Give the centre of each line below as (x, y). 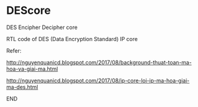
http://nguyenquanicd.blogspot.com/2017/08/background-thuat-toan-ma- (99, 62)
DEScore (29, 11)
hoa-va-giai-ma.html (32, 69)
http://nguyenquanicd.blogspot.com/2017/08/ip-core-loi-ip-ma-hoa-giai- (98, 80)
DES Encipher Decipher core (42, 27)
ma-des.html (22, 87)
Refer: (14, 50)
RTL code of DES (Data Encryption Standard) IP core (72, 39)
